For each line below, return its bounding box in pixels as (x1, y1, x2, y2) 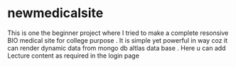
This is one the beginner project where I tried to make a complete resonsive (7, 29, 229, 37)
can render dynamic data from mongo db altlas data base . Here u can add (7, 43, 226, 52)
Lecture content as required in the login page (7, 51, 140, 60)
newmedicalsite (7, 5, 104, 21)
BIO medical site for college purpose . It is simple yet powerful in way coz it (7, 36, 228, 44)
